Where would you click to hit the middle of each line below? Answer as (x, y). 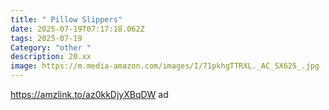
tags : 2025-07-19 (46, 38)
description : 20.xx (51, 57)
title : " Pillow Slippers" (66, 19)
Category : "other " (51, 47)
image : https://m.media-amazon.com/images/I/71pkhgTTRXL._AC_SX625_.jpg (165, 66)
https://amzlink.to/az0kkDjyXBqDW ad (89, 94)
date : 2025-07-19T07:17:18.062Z (77, 29)
